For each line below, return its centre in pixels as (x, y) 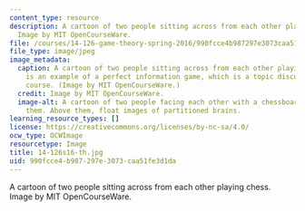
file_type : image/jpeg (52, 52)
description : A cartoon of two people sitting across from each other (146, 26)
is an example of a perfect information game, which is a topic (150, 77)
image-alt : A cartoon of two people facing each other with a (138, 102)
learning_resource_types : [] (64, 119)
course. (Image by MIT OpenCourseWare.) (103, 85)
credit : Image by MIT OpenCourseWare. (91, 93)
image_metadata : (40, 60)
